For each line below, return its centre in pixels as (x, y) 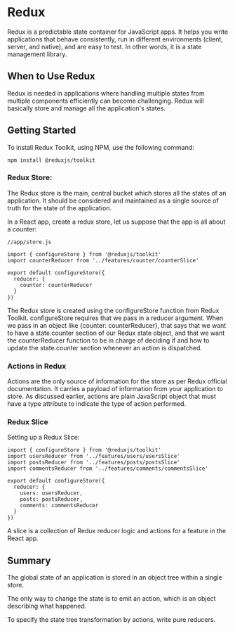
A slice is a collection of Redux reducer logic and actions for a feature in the (117, 531)
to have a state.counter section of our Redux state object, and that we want (116, 333)
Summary (29, 560)
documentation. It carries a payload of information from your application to (115, 389)
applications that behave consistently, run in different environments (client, (115, 39)
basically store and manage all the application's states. (87, 108)
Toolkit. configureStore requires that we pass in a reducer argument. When (115, 318)
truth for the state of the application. (60, 208)
